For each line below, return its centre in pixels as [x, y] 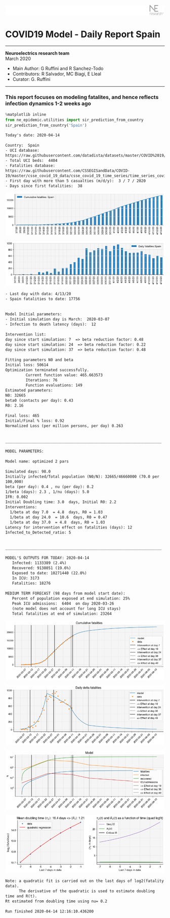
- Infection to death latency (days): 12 [51, 324]
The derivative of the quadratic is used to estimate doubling [87, 891]
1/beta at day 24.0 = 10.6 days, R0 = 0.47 [59, 517]
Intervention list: [26, 334]
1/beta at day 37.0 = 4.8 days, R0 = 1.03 [57, 522]
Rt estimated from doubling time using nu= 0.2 [56, 901]
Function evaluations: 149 [54, 385]
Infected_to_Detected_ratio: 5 [38, 532]
